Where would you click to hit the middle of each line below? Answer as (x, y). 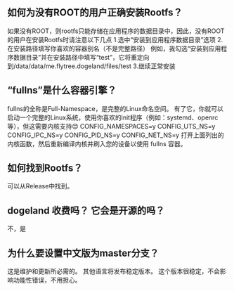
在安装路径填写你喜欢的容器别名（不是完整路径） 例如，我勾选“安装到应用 (114, 48)
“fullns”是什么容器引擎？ (62, 90)
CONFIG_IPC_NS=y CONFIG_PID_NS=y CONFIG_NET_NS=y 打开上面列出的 (116, 135)
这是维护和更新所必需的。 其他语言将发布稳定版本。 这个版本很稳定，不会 (113, 271)
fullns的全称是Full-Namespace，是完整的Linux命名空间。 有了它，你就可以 (115, 108)
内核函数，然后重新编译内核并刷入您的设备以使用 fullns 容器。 (97, 143)
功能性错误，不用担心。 (47, 280)
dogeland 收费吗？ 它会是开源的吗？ (86, 211)
